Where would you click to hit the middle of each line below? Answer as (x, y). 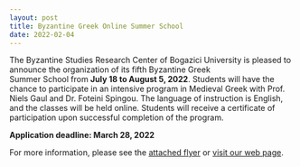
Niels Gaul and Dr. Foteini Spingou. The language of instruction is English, (146, 98)
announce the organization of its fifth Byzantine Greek (110, 70)
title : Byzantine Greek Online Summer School (96, 26)
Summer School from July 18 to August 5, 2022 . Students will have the (142, 79)
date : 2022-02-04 (42, 34)
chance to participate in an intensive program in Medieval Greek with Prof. (147, 89)
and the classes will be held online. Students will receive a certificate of (142, 108)
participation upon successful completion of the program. (117, 117)
